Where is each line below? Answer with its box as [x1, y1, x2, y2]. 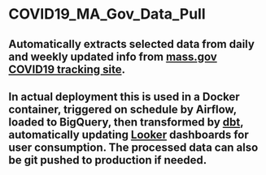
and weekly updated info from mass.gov [8, 49, 217, 63]
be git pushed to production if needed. [8, 153, 207, 167]
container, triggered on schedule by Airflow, [8, 102, 238, 116]
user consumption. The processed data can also [8, 140, 259, 154]
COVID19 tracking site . [8, 62, 126, 76]
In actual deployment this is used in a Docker [8, 90, 240, 104]
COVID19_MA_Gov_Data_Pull [8, 5, 206, 23]
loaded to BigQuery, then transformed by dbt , [8, 115, 244, 129]
